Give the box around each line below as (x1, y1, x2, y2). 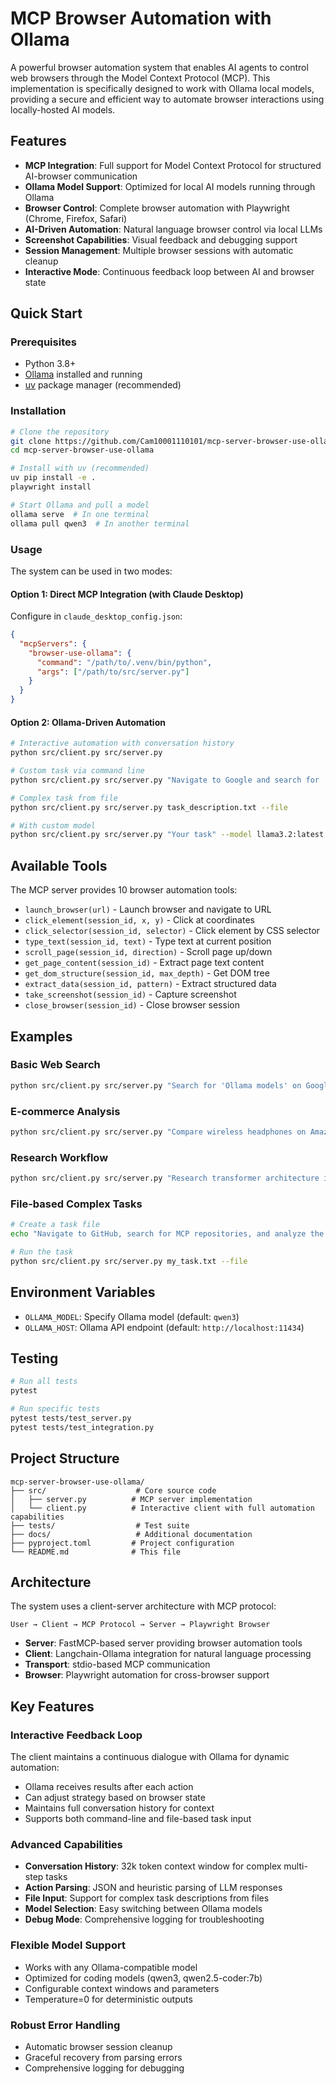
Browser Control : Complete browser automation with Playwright (24, 202, 290, 214)
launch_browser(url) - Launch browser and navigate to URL (24, 903, 272, 916)
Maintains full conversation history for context (24, 1802, 215, 1814)
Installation (10, 404, 67, 418)
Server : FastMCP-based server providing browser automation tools (24, 1637, 303, 1649)
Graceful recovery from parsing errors (24, 2052, 183, 2064)
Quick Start (10, 305, 83, 322)
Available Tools (10, 857, 108, 874)
